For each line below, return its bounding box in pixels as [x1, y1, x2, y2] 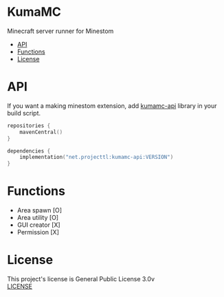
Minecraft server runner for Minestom [7, 27, 114, 35]
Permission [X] [16, 228, 60, 236]
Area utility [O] [16, 214, 59, 222]
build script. [7, 109, 41, 117]
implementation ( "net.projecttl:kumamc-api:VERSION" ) [19, 154, 174, 161]
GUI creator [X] [16, 221, 60, 229]
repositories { [7, 122, 51, 129]
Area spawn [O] [16, 206, 63, 214]
